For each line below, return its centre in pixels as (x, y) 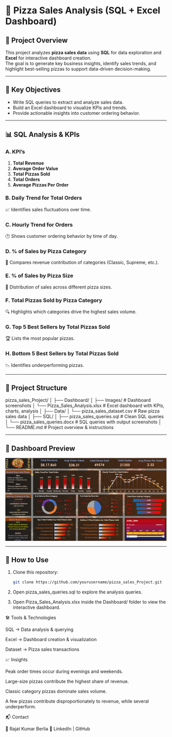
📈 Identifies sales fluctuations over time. (48, 209)
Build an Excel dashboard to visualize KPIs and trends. (70, 108)
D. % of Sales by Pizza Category (46, 252)
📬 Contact (17, 717)
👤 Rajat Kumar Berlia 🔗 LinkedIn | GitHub (48, 729)
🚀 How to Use (27, 560)
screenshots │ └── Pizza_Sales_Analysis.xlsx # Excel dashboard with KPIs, (85, 406)
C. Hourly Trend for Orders (39, 224)
